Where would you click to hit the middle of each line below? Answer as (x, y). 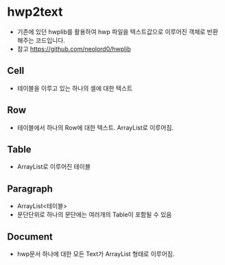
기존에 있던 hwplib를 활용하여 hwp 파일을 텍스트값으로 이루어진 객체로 (111, 31)
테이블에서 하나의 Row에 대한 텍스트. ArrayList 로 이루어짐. (95, 127)
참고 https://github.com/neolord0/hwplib (74, 49)
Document (30, 237)
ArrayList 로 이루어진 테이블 (54, 167)
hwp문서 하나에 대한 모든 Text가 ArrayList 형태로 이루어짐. (96, 254)
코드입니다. (50, 40)
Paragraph (30, 189)
